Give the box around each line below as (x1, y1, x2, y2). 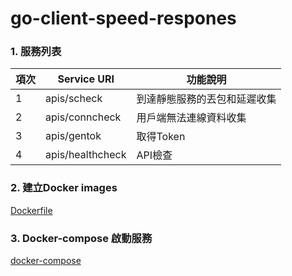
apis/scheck (45, 92, 103, 106)
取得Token (136, 130, 186, 144)
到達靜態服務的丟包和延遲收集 (136, 92, 277, 106)
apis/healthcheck (45, 148, 127, 162)
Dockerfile (10, 204, 53, 216)
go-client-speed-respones (10, 7, 237, 30)
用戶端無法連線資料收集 (136, 111, 247, 125)
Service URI (57, 72, 115, 86)
